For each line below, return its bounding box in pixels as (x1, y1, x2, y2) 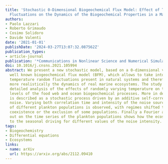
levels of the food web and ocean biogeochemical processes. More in (9, 91, 157, 96)
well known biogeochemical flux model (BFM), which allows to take (9, 72, 153, 77)
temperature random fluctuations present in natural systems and (9, 77, 149, 82)
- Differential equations (5, 133, 59, 138)
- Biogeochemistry (5, 128, 43, 133)
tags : (5, 123, 16, 128)
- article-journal (5, 53, 43, 59)
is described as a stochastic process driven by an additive (9, 95, 140, 100)
